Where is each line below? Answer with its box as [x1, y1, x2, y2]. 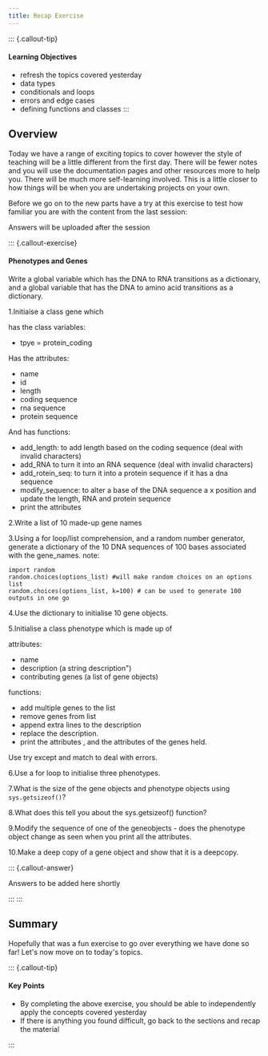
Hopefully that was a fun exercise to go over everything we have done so [8, 938, 250, 948]
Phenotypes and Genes [8, 256, 88, 266]
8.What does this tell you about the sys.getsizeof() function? [8, 807, 207, 817]
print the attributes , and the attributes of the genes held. [19, 737, 208, 746]
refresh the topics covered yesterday [19, 70, 142, 79]
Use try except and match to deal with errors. [8, 752, 158, 762]
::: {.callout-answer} [8, 863, 74, 872]
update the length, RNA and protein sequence [19, 493, 171, 503]
